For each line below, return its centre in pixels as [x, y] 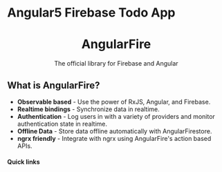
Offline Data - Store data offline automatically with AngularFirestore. [114, 131]
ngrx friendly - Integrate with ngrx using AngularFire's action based [114, 138]
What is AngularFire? [54, 85]
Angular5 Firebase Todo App [91, 13]
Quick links [24, 162]
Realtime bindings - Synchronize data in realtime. [89, 109]
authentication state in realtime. [62, 124]
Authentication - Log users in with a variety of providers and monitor [116, 116]
